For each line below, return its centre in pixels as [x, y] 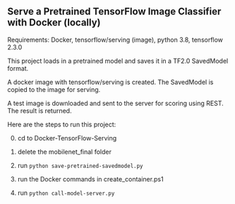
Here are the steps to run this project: [62, 124]
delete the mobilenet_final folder [64, 152]
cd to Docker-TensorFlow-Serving [67, 138]
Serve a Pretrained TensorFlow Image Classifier [114, 12]
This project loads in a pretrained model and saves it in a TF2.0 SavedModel [118, 61]
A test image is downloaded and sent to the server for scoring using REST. [115, 103]
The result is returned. [40, 110]
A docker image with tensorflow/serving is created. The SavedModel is [110, 82]
